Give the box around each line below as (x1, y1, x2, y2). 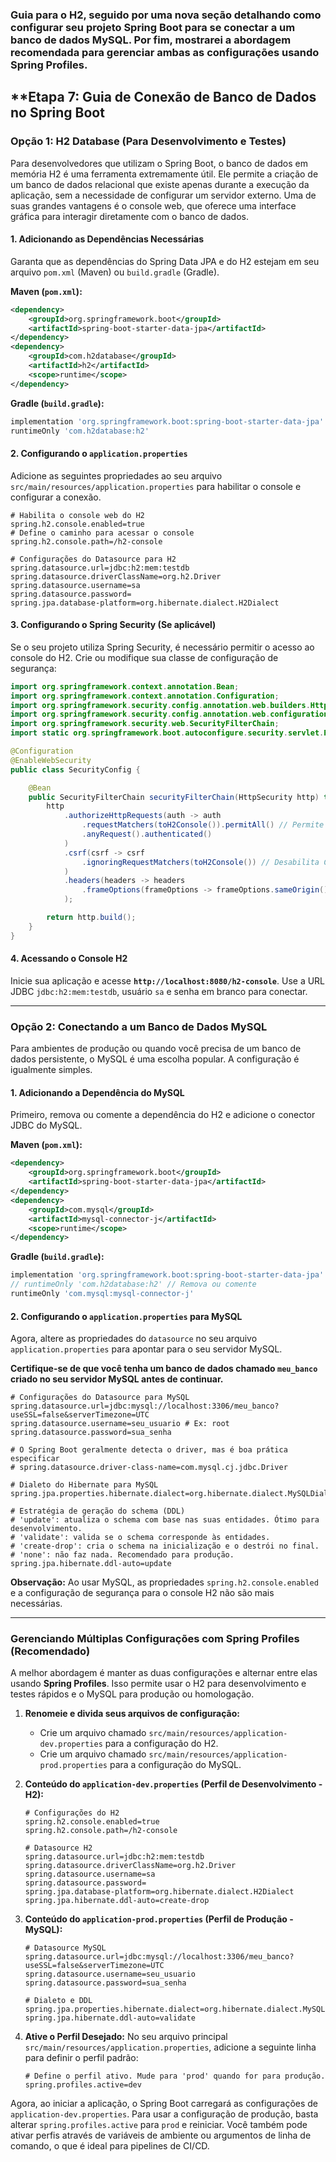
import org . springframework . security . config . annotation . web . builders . (10, 700, 311, 710)
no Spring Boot (10, 104, 105, 122)
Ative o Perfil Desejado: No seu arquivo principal (24, 2031, 228, 2043)
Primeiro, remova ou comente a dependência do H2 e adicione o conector (10, 1109, 316, 1121)
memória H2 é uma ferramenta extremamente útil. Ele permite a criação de (10, 168, 319, 180)
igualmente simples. (10, 1064, 93, 1076)
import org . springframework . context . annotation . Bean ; (10, 681, 240, 692)
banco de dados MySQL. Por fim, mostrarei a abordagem (10, 33, 292, 47)
